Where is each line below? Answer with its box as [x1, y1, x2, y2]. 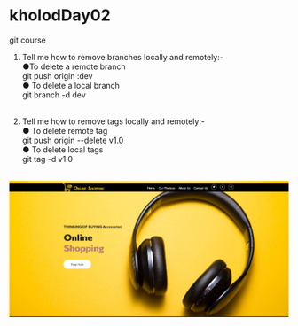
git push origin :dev [21, 70, 93, 81]
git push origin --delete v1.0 [21, 135, 124, 145]
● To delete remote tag [21, 125, 108, 136]
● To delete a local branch [21, 80, 120, 90]
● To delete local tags [21, 144, 104, 155]
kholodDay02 [9, 5, 111, 26]
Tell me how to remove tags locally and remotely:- [21, 116, 206, 127]
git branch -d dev [21, 89, 86, 100]
